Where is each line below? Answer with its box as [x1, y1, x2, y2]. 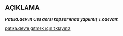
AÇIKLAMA [5, 4, 40, 12]
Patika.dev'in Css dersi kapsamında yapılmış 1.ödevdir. [5, 16, 119, 22]
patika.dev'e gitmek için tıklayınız [5, 26, 71, 31]
